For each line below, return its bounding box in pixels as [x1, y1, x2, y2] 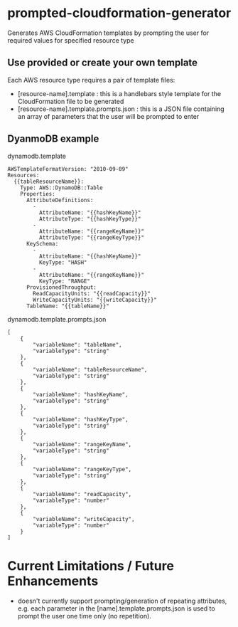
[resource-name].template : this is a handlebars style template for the [17, 89, 222, 98]
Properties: [20, 190, 55, 197]
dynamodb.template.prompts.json [7, 315, 107, 323]
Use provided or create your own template [7, 57, 198, 69]
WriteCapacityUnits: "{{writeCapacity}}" [33, 296, 158, 303]
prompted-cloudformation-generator [7, 5, 232, 21]
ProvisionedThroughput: [26, 283, 97, 291]
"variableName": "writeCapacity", [33, 515, 135, 522]
